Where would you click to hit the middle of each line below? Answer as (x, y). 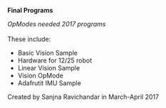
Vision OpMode (41, 75)
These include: (29, 39)
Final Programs (30, 10)
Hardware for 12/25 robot (55, 60)
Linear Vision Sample (49, 68)
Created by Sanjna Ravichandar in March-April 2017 (83, 97)
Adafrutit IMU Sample (50, 83)
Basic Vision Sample (48, 53)
